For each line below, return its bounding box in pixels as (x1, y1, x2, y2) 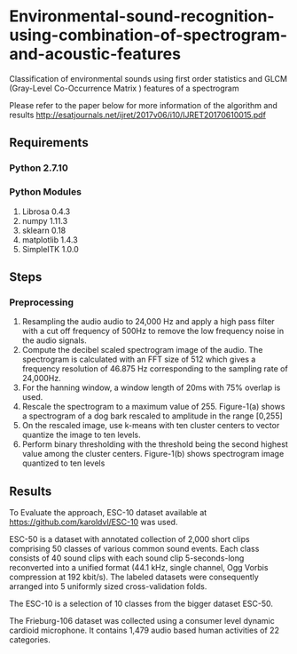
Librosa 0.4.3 (21, 206, 71, 217)
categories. (9, 634, 51, 645)
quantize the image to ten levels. (21, 429, 141, 441)
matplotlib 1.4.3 (21, 234, 78, 245)
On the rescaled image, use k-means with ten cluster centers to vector (21, 420, 280, 431)
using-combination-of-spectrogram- (9, 25, 288, 45)
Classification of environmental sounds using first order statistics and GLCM (9, 73, 288, 84)
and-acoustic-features (9, 44, 182, 64)
